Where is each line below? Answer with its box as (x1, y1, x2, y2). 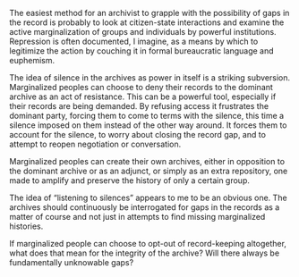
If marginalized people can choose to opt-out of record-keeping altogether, (9, 239, 286, 248)
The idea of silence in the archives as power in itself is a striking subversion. (9, 72, 291, 83)
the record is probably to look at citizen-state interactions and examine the (9, 17, 285, 28)
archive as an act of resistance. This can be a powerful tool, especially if (9, 91, 277, 102)
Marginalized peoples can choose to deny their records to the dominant (9, 82, 273, 92)
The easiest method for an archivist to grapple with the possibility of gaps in (9, 8, 290, 18)
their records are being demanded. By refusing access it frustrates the (9, 101, 269, 111)
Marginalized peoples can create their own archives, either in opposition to (9, 156, 285, 166)
